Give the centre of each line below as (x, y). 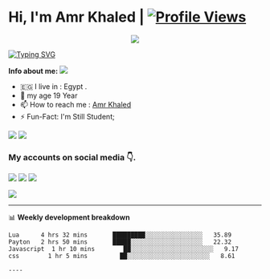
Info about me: (33, 71)
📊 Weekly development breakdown (69, 217)
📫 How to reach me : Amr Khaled (76, 104)
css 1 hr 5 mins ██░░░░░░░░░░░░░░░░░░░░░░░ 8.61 (122, 257)
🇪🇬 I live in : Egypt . (53, 86)
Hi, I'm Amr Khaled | (76, 17)
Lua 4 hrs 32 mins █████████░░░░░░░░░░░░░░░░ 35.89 (120, 235)
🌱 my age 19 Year (49, 95)
